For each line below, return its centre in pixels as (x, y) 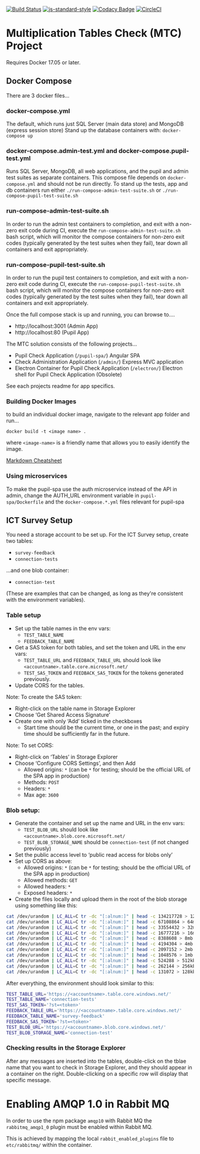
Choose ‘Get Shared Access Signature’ (62, 714)
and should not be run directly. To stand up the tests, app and (112, 184)
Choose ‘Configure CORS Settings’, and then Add (75, 763)
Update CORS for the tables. (50, 685)
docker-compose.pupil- (154, 151)
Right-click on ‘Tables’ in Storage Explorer (66, 757)
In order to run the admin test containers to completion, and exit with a (92, 224)
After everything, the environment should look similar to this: (80, 983)
